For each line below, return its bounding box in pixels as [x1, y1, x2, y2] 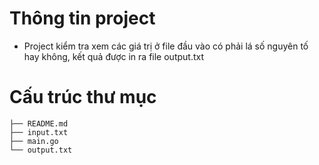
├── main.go [9, 136, 59, 146]
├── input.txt [9, 127, 69, 137]
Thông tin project [9, 7, 156, 30]
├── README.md [9, 118, 69, 129]
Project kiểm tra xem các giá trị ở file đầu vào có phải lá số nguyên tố [23, 40, 309, 52]
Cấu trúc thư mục [9, 86, 157, 109]
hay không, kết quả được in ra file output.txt [23, 50, 205, 62]
